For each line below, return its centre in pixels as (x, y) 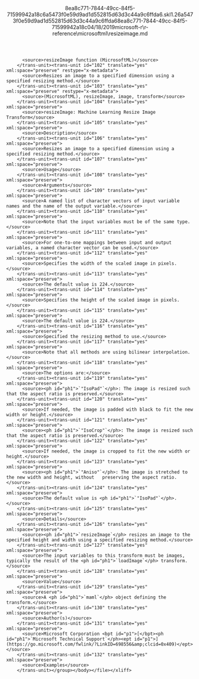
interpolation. (172, 352)
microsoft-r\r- (132, 27)
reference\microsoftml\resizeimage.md (100, 33)
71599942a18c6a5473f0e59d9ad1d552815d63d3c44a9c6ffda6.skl (89, 14)
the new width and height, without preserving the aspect (83, 478)
